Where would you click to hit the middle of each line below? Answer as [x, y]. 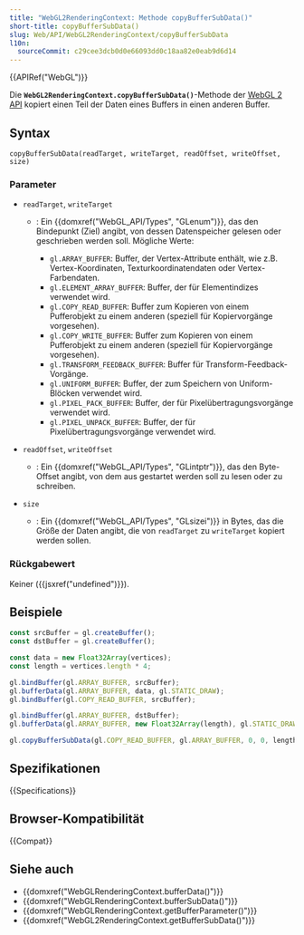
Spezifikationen [55, 769]
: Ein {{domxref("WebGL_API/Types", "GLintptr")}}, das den [147, 467]
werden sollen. [63, 541]
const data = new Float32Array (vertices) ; [90, 658]
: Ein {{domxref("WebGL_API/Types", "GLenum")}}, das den [147, 222]
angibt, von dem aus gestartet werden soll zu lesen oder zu [172, 477]
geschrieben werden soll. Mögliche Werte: [115, 241]
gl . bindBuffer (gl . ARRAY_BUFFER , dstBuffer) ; [95, 716]
